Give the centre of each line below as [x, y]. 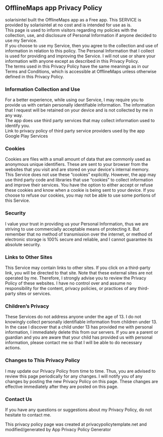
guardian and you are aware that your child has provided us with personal [79, 337]
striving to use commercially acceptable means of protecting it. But [72, 229]
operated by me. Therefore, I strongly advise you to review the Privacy [76, 278]
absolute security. [23, 244]
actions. [13, 348]
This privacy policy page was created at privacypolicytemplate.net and [76, 424]
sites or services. [34, 293]
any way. [14, 115]
